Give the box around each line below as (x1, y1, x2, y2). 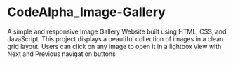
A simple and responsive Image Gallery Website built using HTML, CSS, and (7, 27, 227, 36)
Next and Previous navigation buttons (7, 50, 116, 58)
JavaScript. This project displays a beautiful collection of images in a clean (7, 34, 224, 43)
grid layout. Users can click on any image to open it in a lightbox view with (7, 42, 222, 50)
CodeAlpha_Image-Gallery (7, 4, 166, 20)
